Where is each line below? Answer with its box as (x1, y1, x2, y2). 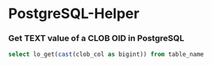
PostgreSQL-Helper (8, 5, 140, 23)
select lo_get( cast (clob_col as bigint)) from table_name (8, 50, 204, 59)
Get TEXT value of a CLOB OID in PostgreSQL (8, 33, 185, 44)
